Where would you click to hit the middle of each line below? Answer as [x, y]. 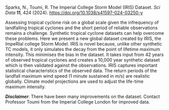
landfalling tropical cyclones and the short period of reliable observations [81, 28]
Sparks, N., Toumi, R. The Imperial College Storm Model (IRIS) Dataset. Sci [83, 7]
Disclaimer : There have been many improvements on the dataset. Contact [83, 96]
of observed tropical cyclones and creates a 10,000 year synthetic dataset [83, 60]
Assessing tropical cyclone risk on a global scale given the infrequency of [82, 22]
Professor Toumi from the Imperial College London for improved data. [78, 102]
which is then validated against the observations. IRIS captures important [81, 65]
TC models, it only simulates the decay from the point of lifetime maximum [83, 49]
